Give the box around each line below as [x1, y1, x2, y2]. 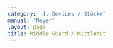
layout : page [7, 23, 46, 30]
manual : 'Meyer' [7, 17, 55, 24]
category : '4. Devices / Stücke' [7, 10, 107, 18]
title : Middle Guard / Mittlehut [7, 30, 107, 37]
